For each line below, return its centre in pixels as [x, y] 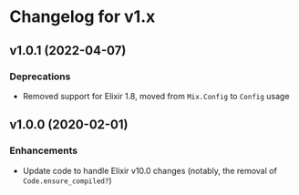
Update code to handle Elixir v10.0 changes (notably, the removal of [150, 170]
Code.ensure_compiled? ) [67, 180]
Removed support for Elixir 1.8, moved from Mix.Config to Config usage [156, 96]
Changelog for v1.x [82, 17]
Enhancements [44, 150]
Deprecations [40, 77]
